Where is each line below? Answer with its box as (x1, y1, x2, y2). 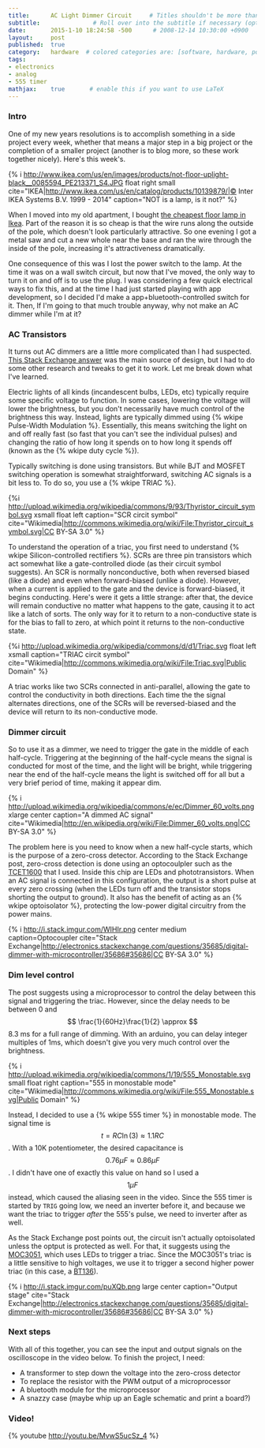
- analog (8, 70, 37, 78)
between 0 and (8, 1004, 58, 1014)
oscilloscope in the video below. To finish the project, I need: (8, 1352, 205, 1362)
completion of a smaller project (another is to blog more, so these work (8, 145, 239, 155)
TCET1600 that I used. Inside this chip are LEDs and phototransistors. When (8, 868, 255, 877)
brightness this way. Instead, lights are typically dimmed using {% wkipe (8, 412, 244, 422)
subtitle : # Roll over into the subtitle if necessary (8, 19, 242, 27)
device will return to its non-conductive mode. (8, 707, 159, 716)
